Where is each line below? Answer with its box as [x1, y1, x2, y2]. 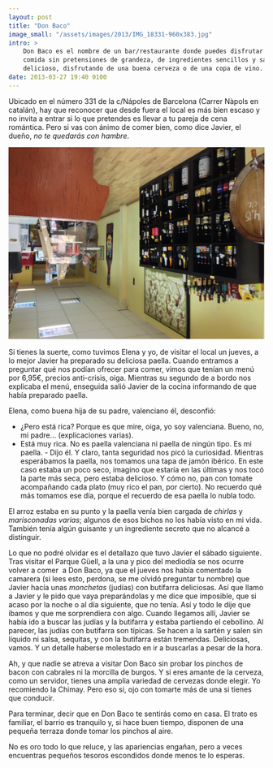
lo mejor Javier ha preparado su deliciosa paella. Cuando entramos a [8, 356, 239, 365]
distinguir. [8, 532, 42, 541]
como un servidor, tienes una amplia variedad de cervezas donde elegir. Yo [8, 675, 261, 685]
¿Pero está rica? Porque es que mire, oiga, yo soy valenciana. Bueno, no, [19, 421, 264, 431]
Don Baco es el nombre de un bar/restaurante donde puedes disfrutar [23, 47, 264, 56]
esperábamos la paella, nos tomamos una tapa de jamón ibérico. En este [19, 455, 264, 466]
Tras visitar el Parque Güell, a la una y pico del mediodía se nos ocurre [8, 556, 245, 566]
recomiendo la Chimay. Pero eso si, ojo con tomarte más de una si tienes [8, 684, 252, 694]
